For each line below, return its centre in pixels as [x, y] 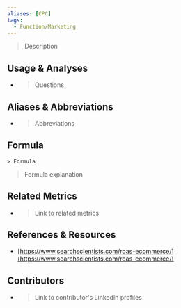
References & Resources [62, 235]
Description [41, 47]
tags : [15, 20]
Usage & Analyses [48, 68]
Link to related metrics [67, 213]
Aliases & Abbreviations [60, 107]
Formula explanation [54, 174]
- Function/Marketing [45, 26]
